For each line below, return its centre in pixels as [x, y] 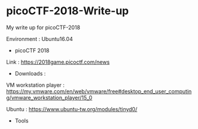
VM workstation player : [35, 85]
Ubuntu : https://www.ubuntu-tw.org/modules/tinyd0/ [72, 109]
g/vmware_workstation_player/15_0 [49, 97]
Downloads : [30, 73]
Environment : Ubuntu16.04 [40, 39]
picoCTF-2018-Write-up [68, 11]
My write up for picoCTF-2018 [43, 27]
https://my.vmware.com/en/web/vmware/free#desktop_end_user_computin [99, 91]
